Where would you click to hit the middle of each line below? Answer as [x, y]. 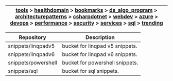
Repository [32, 37]
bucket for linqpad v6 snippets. [100, 54]
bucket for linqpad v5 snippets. [100, 46]
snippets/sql [23, 71]
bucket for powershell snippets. [100, 63]
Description [100, 37]
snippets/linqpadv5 [31, 46]
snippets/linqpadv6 [31, 54]
